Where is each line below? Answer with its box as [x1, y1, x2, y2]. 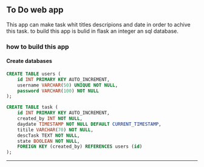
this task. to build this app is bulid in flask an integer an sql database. [6, 27, 179, 34]
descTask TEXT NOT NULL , [17, 133, 80, 139]
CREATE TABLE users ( [6, 71, 61, 77]
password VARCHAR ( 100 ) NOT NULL [17, 88, 99, 94]
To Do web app [6, 5, 64, 15]
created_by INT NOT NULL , [17, 116, 83, 122]
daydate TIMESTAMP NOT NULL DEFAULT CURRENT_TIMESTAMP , [17, 121, 162, 127]
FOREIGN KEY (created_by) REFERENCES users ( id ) [17, 143, 143, 150]
